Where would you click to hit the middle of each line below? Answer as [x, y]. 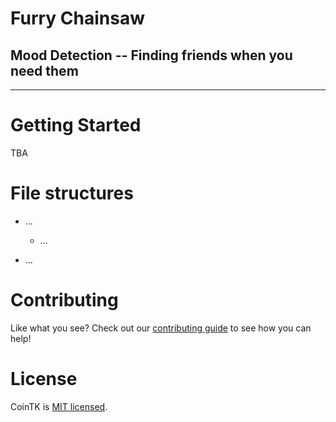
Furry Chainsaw [78, 18]
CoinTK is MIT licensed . [59, 406]
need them [44, 70]
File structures [72, 193]
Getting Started [76, 125]
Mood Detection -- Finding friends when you [151, 55]
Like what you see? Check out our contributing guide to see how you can [161, 328]
